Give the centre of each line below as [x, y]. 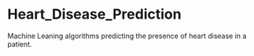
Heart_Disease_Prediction [94, 14]
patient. [20, 44]
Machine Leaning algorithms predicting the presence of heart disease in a [127, 36]
